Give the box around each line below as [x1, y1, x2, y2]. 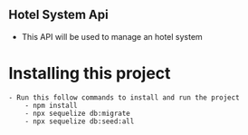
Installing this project [8, 63, 171, 83]
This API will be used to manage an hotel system [21, 31, 203, 42]
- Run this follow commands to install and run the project [8, 92, 241, 102]
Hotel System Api [8, 7, 110, 23]
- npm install [24, 101, 78, 110]
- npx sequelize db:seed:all [24, 117, 135, 126]
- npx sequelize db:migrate [24, 109, 130, 118]
